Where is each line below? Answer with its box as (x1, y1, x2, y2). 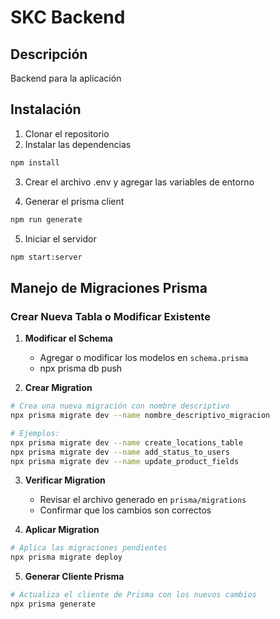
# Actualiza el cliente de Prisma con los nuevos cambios (10, 590, 257, 600)
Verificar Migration (24, 474, 106, 486)
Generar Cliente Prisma (24, 571, 125, 583)
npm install (10, 157, 60, 168)
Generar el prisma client (24, 195, 125, 207)
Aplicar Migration (24, 524, 100, 536)
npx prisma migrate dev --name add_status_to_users (10, 447, 230, 457)
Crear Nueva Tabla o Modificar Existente (10, 309, 211, 323)
